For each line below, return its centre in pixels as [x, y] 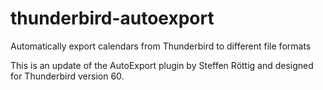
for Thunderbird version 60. [67, 76]
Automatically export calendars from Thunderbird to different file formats [161, 46]
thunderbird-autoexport [112, 18]
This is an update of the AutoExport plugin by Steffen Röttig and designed [162, 65]
